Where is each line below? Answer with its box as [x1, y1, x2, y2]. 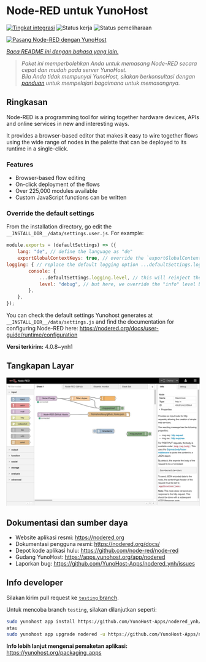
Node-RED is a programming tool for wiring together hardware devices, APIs [6, 113, 199, 120]
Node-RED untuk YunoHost [6, 4, 148, 18]
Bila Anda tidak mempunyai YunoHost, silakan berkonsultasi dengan [21, 72, 196, 80]
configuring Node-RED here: [6, 325, 78, 332]
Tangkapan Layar [6, 360, 74, 372]
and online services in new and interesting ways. [6, 120, 130, 127]
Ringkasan [6, 97, 48, 107]
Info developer [6, 578, 63, 588]
